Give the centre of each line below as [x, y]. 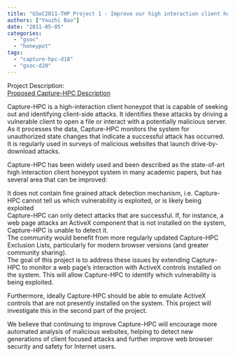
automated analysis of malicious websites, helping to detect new [100, 331]
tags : [15, 53]
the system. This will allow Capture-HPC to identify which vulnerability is [112, 275]
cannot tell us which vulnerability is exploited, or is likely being [112, 201]
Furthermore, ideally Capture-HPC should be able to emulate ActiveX [107, 296]
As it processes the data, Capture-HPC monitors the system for [99, 129]
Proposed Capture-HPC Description [59, 93]
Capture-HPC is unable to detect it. [58, 230]
